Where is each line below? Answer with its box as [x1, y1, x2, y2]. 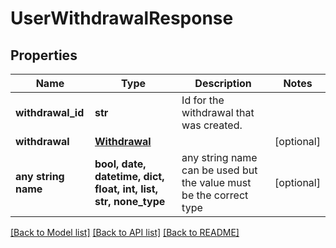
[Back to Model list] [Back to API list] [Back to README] [10, 227, 240, 238]
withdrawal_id [15, 106, 85, 119]
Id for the [181, 93, 225, 107]
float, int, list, [94, 182, 158, 196]
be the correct [181, 188, 249, 202]
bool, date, [94, 157, 147, 171]
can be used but [181, 163, 258, 177]
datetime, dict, [94, 170, 165, 183]
